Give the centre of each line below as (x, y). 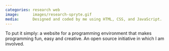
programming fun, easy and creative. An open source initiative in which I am (85, 38)
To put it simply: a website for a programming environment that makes (78, 33)
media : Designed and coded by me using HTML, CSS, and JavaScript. (84, 19)
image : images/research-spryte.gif (49, 14)
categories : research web (32, 10)
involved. (15, 44)
